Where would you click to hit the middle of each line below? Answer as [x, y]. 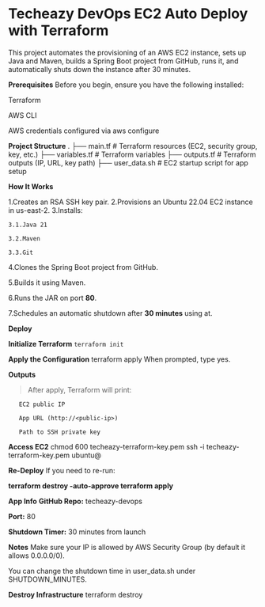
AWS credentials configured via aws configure [84, 131]
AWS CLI [23, 115]
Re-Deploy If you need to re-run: [62, 470]
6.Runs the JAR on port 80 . [53, 298]
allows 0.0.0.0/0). [36, 556]
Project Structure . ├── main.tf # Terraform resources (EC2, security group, [133, 146]
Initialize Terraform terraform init [66, 343]
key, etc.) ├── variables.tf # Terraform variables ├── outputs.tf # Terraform [132, 154]
